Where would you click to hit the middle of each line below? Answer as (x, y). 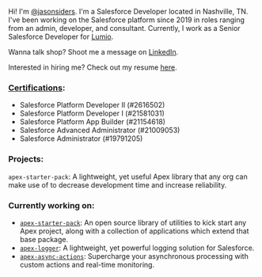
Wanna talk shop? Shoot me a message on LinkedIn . (93, 52)
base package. (44, 239)
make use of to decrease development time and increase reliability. (118, 184)
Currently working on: (51, 205)
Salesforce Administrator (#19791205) (81, 138)
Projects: (26, 159)
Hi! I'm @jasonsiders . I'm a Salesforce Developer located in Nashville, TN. (128, 11)
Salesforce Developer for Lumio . (61, 36)
